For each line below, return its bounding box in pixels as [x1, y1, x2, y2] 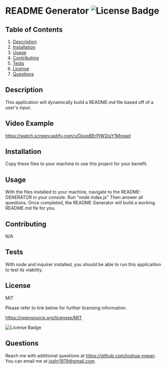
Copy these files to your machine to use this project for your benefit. [5, 161, 148, 167]
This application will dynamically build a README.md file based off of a [5, 99, 154, 105]
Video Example [5, 119, 54, 128]
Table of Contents [5, 25, 63, 34]
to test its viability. [5, 267, 43, 273]
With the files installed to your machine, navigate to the [5, 189, 120, 195]
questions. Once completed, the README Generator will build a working [5, 200, 155, 206]
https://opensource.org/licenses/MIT [5, 314, 82, 320]
